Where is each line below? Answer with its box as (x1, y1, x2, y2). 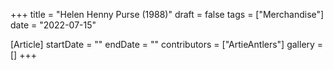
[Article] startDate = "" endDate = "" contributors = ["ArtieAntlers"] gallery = (10, 39, 324, 50)
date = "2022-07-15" (10, 19, 97, 31)
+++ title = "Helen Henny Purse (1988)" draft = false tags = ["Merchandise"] (10, 9, 325, 20)
